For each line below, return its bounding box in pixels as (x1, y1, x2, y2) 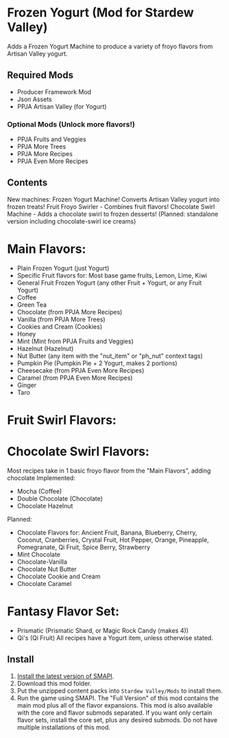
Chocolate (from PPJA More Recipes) (16, 307, 123, 316)
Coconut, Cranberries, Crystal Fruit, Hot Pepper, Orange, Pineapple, (16, 535, 209, 544)
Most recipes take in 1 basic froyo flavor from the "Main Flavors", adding (7, 466, 211, 475)
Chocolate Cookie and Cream (16, 572, 101, 580)
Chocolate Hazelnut (16, 501, 73, 510)
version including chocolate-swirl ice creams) (7, 217, 136, 225)
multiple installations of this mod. (16, 723, 111, 731)
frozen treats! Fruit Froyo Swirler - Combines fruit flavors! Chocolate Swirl (7, 202, 215, 210)
